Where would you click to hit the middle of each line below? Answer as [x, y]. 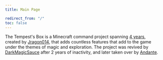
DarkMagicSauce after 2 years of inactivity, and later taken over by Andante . [81, 52]
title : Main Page [23, 10]
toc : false [16, 23]
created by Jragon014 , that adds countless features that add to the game [78, 42]
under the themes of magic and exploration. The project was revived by [77, 47]
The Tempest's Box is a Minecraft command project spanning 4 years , [75, 37]
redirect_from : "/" [25, 18]
